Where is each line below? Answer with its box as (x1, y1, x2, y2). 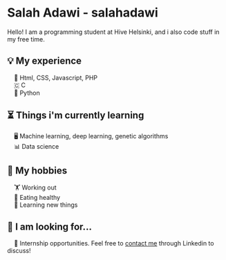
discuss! (7, 247, 31, 255)
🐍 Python (13, 89, 40, 97)
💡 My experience (7, 55, 82, 67)
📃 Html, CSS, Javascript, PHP (13, 73, 98, 82)
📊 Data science (13, 142, 59, 150)
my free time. (7, 35, 45, 43)
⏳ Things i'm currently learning (7, 109, 144, 122)
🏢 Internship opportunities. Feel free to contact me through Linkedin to (13, 239, 214, 248)
